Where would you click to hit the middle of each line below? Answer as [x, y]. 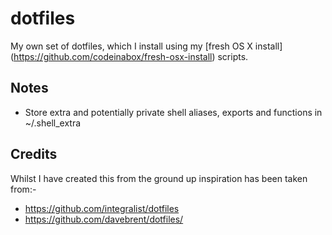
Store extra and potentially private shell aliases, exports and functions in [173, 112]
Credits [34, 154]
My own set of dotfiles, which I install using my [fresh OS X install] [146, 46]
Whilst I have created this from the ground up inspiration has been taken [159, 178]
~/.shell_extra [53, 123]
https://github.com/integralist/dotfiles [102, 208]
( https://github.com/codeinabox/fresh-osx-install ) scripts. [129, 56]
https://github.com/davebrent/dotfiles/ [104, 219]
